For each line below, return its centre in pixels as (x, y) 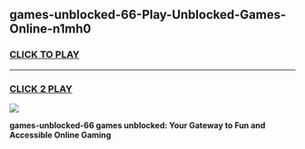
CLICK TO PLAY (44, 55)
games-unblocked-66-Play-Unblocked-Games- (148, 15)
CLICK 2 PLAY (41, 88)
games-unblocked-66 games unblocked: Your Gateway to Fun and (138, 125)
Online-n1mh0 (50, 29)
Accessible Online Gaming (60, 135)
